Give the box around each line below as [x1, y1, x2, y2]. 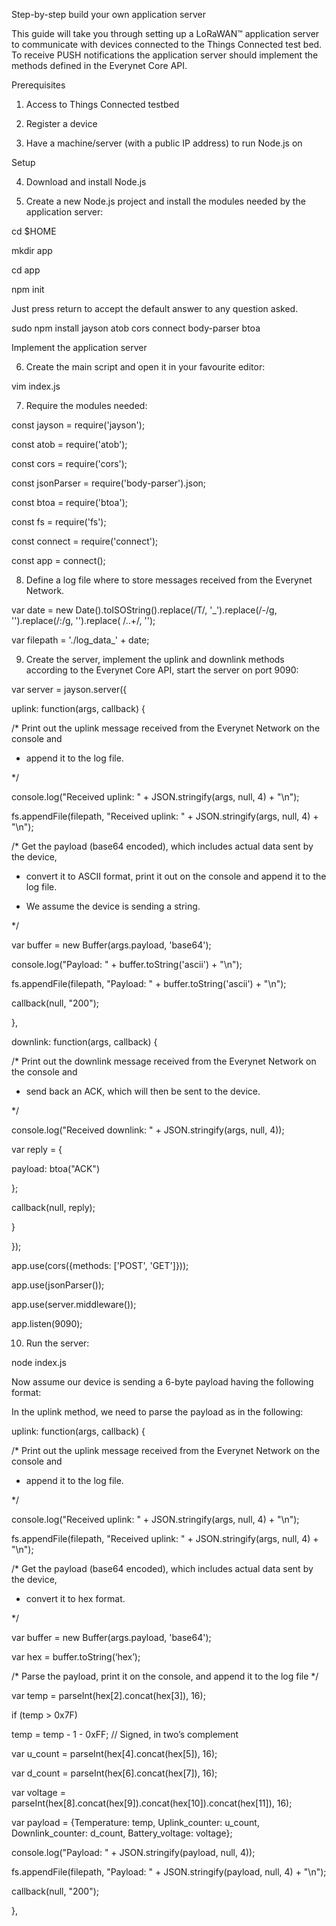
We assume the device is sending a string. [25, 900, 201, 912]
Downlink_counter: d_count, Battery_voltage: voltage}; [11, 1827, 233, 1839]
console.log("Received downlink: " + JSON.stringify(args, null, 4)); [11, 1124, 285, 1136]
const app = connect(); [11, 555, 106, 566]
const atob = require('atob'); [11, 439, 128, 450]
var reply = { [11, 1144, 63, 1155]
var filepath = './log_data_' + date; [11, 634, 150, 646]
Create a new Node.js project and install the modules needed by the [25, 195, 306, 207]
